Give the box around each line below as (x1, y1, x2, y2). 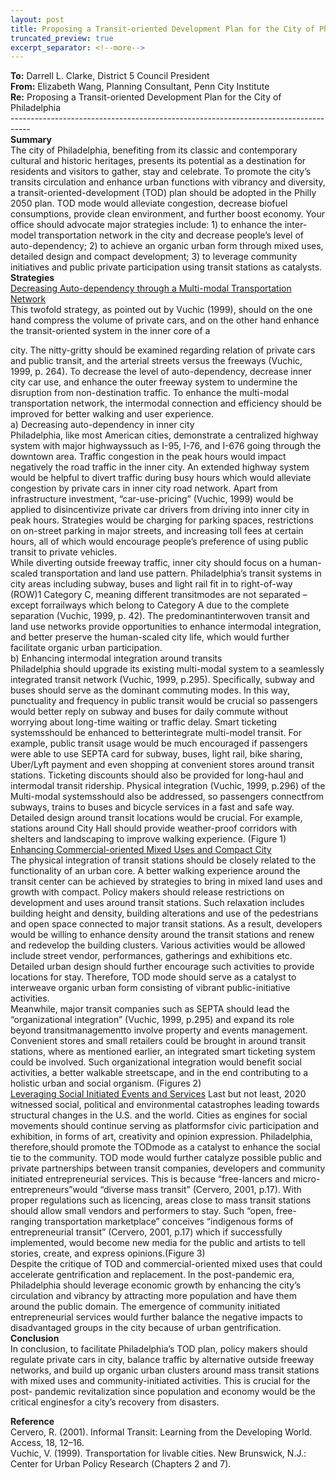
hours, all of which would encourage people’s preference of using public (10, 536, 309, 548)
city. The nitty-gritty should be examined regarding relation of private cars (10, 344, 316, 356)
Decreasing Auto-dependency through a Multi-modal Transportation (10, 282, 292, 295)
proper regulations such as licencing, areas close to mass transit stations (10, 1194, 312, 1206)
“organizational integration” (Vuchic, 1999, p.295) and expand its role (10, 1014, 295, 1026)
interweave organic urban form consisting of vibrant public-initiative (10, 982, 291, 994)
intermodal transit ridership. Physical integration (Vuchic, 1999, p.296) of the (10, 780, 326, 792)
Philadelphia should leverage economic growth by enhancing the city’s (10, 1279, 302, 1291)
